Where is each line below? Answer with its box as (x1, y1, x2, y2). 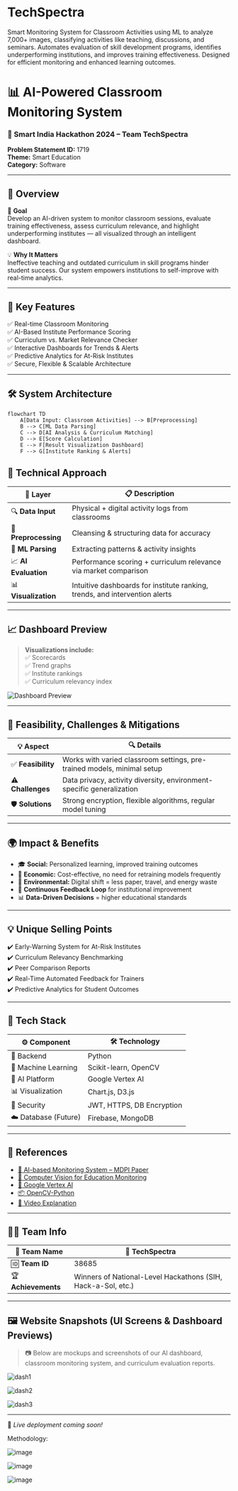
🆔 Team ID (11, 1259, 50, 1269)
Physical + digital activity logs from (72, 503, 188, 513)
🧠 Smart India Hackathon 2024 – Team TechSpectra (7, 129, 188, 139)
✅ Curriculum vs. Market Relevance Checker (7, 336, 138, 344)
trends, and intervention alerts (72, 590, 172, 600)
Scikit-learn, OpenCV (87, 1062, 160, 1072)
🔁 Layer (24, 490, 52, 500)
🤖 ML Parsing (11, 544, 57, 554)
